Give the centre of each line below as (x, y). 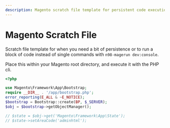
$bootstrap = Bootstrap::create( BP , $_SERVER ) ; (56, 102)
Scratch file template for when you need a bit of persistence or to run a (79, 49)
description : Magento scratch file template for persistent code (75, 10)
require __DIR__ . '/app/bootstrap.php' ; (50, 93)
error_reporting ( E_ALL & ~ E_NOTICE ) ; (45, 97)
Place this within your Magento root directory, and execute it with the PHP (82, 64)
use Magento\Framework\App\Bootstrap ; (46, 88)
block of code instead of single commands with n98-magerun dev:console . (82, 54)
